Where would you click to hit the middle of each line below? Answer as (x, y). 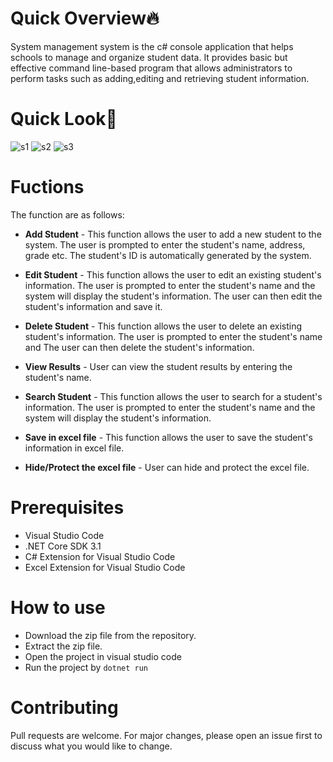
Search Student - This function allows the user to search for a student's (173, 396)
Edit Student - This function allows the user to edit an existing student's (173, 274)
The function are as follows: (67, 214)
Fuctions (47, 187)
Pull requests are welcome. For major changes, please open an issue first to (166, 735)
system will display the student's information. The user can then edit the (173, 296)
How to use (58, 607)
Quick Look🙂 (64, 119)
